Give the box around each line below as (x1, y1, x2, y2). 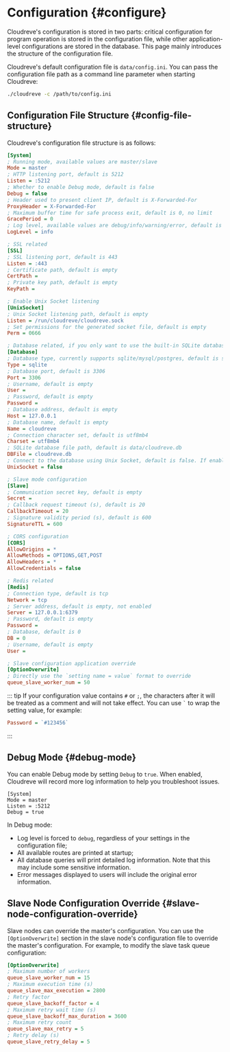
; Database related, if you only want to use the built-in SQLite (7, 342, 201, 350)
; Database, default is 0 (7, 628, 81, 635)
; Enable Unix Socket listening (7, 298, 99, 305)
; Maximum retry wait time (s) (7, 1006, 97, 1014)
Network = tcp (7, 596, 48, 604)
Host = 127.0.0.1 (7, 412, 57, 420)
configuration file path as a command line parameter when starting (7, 70, 196, 78)
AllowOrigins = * (7, 546, 57, 553)
